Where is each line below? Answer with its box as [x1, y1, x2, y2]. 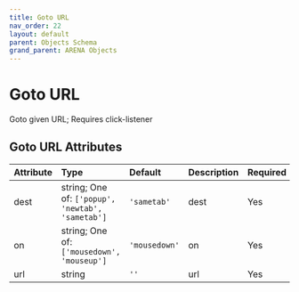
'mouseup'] [61, 255, 108, 265]
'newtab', [61, 203, 102, 214]
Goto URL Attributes [9, 140, 123, 155]
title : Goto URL [9, 12, 69, 22]
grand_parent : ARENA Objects [9, 46, 117, 55]
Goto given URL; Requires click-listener [9, 114, 153, 125]
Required [247, 166, 287, 178]
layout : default [9, 29, 69, 38]
